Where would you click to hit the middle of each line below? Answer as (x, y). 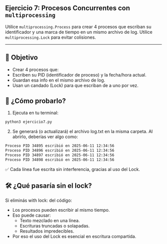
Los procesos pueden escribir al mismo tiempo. (61, 210)
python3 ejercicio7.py (29, 122)
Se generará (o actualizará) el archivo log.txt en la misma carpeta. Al (83, 132)
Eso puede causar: (32, 215)
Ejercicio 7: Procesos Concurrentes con (68, 8)
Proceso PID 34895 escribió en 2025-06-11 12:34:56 (60, 146)
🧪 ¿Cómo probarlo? (36, 101)
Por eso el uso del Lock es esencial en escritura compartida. (74, 236)
